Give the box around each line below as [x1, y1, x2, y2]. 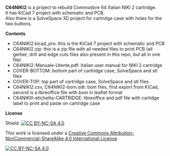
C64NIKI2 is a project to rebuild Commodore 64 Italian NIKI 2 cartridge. [5, 5, 157, 10]
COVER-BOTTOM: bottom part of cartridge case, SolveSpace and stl [12, 68, 158, 74]
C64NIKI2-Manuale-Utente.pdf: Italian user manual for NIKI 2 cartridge [12, 62, 163, 68]
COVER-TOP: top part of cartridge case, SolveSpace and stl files [12, 79, 149, 84]
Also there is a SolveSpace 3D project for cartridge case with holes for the [5, 15, 162, 21]
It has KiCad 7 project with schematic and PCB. [5, 10, 105, 16]
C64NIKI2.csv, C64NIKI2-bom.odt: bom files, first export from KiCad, [12, 84, 159, 90]
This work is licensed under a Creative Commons [5, 130, 109, 136]
